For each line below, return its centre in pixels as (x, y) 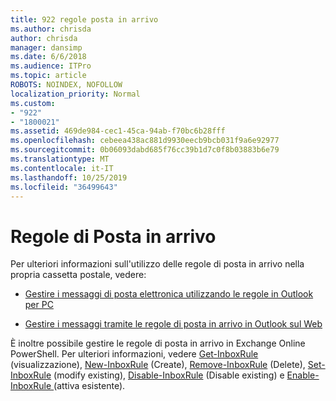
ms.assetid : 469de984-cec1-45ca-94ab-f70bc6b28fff (118, 131)
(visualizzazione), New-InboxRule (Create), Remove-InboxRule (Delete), (158, 365)
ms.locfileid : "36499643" (64, 187)
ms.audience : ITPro (51, 66)
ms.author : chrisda (51, 29)
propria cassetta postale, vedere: (78, 275)
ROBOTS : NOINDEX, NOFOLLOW (66, 85)
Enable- (303, 375)
